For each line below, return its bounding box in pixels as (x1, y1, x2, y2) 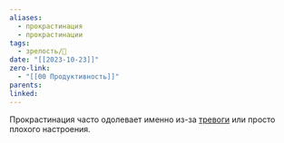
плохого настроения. (9, 123, 91, 134)
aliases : (9, 13, 43, 23)
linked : (9, 89, 39, 98)
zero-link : (9, 64, 51, 73)
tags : (9, 38, 30, 48)
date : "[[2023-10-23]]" (9, 55, 100, 64)
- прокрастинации (17, 30, 83, 39)
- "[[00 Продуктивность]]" (17, 72, 120, 81)
